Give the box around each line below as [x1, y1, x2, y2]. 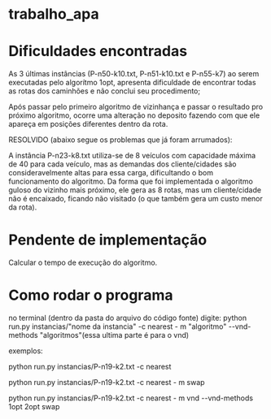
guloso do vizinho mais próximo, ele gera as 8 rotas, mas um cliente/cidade [8, 185, 262, 195]
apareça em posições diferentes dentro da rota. [8, 119, 168, 129]
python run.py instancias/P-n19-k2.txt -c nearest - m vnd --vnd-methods [8, 393, 254, 403]
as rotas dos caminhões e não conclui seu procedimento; [8, 86, 201, 96]
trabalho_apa [8, 5, 99, 24]
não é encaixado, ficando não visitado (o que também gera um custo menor [8, 194, 263, 204]
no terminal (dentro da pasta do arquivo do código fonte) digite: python [8, 313, 247, 322]
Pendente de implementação [8, 231, 208, 249]
